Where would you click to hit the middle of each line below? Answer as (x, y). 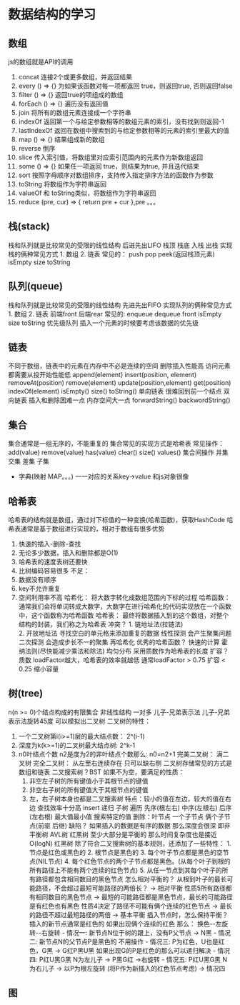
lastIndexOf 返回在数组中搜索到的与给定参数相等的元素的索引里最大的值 (124, 130)
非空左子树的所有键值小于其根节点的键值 (89, 781)
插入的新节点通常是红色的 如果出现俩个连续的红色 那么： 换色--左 (125, 924)
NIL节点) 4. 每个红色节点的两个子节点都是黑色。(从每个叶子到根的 (134, 861)
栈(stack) (29, 227)
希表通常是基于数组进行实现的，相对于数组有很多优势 (86, 529)
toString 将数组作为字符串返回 (62, 184)
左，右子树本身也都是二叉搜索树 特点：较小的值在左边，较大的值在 (127, 799)
